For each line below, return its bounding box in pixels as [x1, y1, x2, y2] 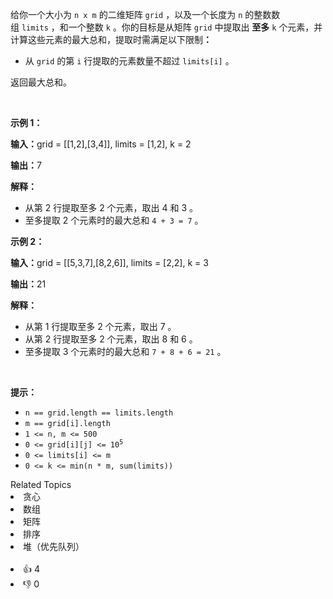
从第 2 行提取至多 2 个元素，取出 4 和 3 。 [24, 202, 199, 213]
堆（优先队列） [23, 541, 85, 552]
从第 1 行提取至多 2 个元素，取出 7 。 [24, 321, 177, 332]
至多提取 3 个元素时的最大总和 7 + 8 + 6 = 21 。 [24, 346, 227, 357]
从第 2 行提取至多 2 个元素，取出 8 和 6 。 [24, 333, 198, 345]
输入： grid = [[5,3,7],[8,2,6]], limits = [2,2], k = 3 [10, 257, 209, 268]
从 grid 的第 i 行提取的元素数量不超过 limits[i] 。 [24, 55, 235, 67]
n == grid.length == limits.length [24, 408, 174, 418]
